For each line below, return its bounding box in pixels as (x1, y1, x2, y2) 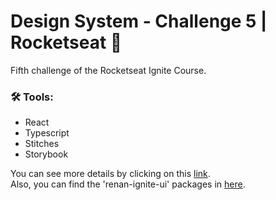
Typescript (24, 127, 70, 139)
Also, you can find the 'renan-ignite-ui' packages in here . (10, 178, 246, 190)
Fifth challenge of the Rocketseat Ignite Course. (10, 64, 207, 76)
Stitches (24, 138, 60, 150)
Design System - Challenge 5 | (10, 10, 268, 33)
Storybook (24, 148, 69, 160)
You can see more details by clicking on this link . (10, 168, 211, 180)
